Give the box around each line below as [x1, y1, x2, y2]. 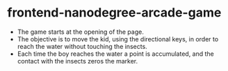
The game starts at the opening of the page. [17, 28, 144, 36]
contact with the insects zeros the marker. [17, 57, 138, 65]
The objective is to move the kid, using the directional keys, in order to [17, 34, 219, 43]
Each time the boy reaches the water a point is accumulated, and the [17, 50, 214, 58]
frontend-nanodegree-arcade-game [7, 5, 222, 21]
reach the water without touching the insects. [17, 42, 147, 50]
